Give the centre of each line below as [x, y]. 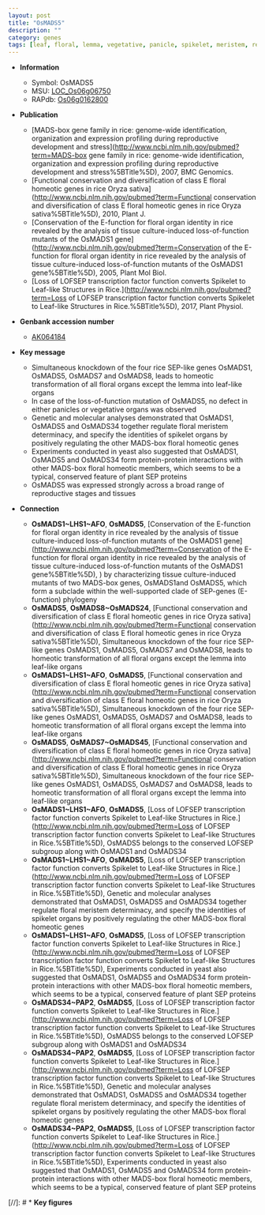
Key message [42, 352]
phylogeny [80, 600]
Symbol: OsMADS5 [62, 83]
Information [39, 67]
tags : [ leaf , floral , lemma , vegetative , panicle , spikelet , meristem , [128, 45]
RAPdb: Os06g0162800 [70, 100]
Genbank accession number [67, 322]
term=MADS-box [59, 156]
